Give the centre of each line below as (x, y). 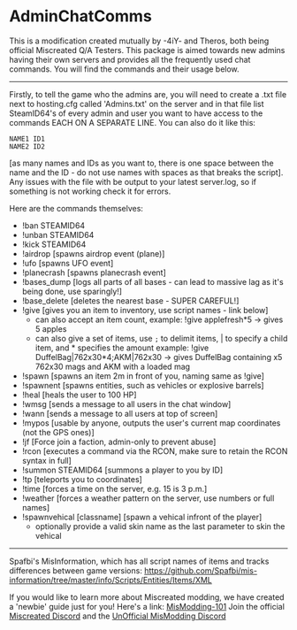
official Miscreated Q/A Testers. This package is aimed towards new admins (147, 50)
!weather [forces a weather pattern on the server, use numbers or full (148, 498)
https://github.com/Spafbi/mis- (201, 570)
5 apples (51, 328)
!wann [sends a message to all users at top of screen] (120, 413)
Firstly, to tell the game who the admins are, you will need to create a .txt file (148, 94)
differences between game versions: (76, 570)
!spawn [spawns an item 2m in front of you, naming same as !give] (143, 376)
